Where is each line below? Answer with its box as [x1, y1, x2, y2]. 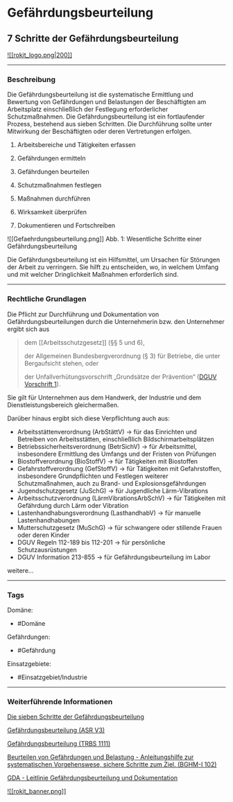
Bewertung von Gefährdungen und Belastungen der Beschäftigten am [7, 98, 207, 106]
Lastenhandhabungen [17, 515, 80, 524]
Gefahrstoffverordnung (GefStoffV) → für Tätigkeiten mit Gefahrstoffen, [17, 464, 222, 472]
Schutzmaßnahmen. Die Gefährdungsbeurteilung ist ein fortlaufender [7, 112, 205, 121]
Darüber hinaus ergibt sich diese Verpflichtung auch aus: [7, 414, 170, 423]
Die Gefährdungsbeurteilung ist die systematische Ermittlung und [7, 90, 194, 99]
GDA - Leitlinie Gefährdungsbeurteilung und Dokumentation [7, 774, 178, 782]
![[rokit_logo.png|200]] [7, 51, 73, 59]
